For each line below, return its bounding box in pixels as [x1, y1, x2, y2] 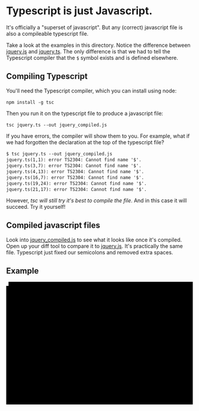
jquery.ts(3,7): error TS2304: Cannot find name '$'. [6, 163, 142, 168]
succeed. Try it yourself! [6, 203, 66, 210]
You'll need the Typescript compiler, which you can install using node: [6, 87, 176, 94]
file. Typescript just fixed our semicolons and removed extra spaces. [6, 248, 174, 256]
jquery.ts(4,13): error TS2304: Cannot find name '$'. [6, 168, 145, 174]
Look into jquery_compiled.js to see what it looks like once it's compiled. [6, 236, 182, 243]
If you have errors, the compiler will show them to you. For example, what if [6, 132, 190, 139]
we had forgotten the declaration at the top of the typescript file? [6, 138, 165, 146]
